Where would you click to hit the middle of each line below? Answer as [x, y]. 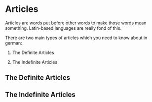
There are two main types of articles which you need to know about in [76, 38]
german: [14, 43]
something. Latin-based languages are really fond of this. [63, 28]
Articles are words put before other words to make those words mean [76, 23]
